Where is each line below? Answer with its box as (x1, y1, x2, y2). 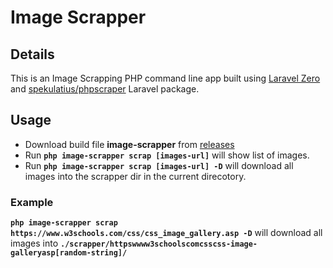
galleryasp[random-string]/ (10, 248, 128, 258)
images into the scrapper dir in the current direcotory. (24, 170, 247, 182)
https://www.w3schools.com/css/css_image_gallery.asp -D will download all (10, 227, 323, 239)
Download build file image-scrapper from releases (24, 138, 235, 150)
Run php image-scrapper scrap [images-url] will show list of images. (24, 149, 310, 161)
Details (10, 46, 55, 63)
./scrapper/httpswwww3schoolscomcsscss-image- (60, 239, 258, 250)
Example (10, 195, 54, 209)
